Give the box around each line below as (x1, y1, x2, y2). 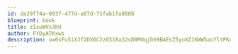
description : (7, 36, 46, 43)
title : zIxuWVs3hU (7, 23, 62, 30)
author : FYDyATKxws (7, 29, 65, 37)
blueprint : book (7, 17, 55, 24)
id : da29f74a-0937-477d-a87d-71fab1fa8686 (7, 10, 135, 18)
